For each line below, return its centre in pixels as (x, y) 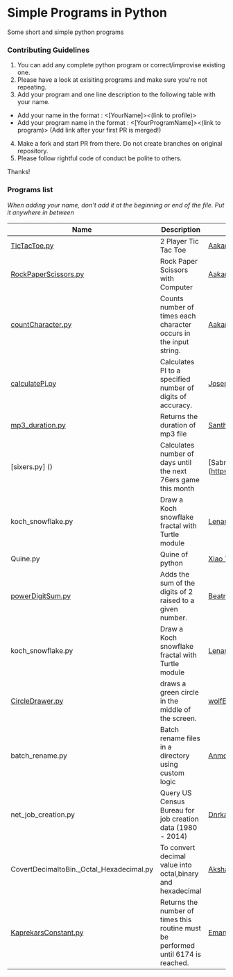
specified (175, 379)
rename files (180, 738)
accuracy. (176, 405)
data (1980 (179, 827)
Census (172, 801)
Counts (172, 298)
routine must (180, 928)
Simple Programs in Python (87, 13)
